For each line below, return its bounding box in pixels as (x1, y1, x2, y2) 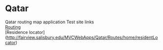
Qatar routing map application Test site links (5, 19, 94, 25)
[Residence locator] (5, 29, 45, 35)
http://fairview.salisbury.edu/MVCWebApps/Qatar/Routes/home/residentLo (6, 34, 158, 40)
